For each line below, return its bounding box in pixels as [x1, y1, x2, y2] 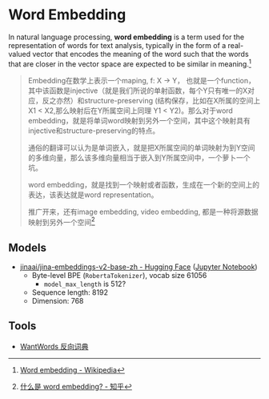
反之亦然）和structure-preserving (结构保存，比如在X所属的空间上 [42, 95, 261, 105]
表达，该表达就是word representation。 [27, 190, 159, 199]
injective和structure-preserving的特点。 [27, 126, 160, 135]
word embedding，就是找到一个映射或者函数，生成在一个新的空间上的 [27, 179, 260, 189]
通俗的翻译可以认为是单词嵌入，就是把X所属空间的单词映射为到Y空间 [27, 143, 255, 152]
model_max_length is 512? [43, 279, 126, 289]
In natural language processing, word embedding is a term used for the [8, 32, 245, 42]
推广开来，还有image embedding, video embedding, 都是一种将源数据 [27, 207, 259, 216]
